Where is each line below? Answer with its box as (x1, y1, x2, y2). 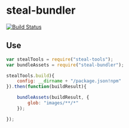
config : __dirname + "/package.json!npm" (17, 78, 121, 84)
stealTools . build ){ (6, 73, 55, 79)
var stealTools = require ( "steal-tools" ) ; (6, 56, 113, 63)
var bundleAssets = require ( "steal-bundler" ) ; (6, 62, 124, 68)
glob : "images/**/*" (27, 100, 79, 106)
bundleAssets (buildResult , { (17, 95, 90, 101)
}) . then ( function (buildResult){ (6, 84, 87, 90)
